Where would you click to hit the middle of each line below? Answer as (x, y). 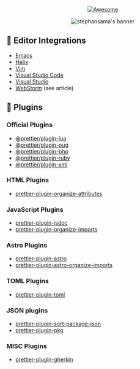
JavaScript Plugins (35, 209)
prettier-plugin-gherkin (44, 360)
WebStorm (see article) (44, 88)
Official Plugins (30, 125)
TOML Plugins (28, 281)
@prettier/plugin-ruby (42, 158)
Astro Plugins (27, 246)
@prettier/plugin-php (42, 151)
